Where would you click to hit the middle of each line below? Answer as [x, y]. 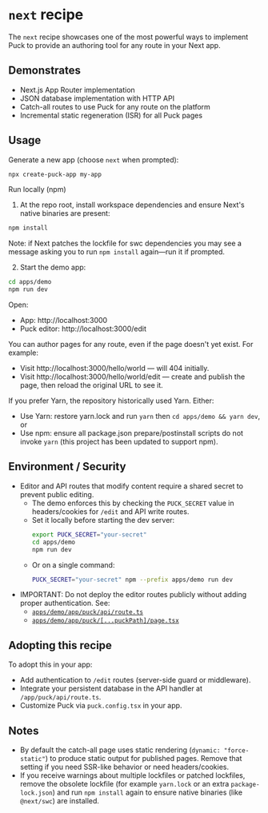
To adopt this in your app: [50, 664]
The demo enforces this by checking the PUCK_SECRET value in [133, 503]
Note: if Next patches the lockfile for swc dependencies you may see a [125, 243]
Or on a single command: [73, 564]
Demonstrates [45, 71]
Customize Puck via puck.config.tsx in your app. [101, 706]
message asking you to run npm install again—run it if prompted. [117, 252]
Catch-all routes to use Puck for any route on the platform [115, 106]
